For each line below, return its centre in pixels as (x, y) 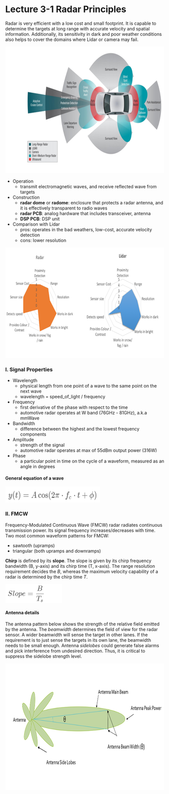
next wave (31, 391)
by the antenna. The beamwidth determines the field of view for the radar (81, 629)
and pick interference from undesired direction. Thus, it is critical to (75, 651)
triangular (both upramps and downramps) (57, 551)
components (33, 434)
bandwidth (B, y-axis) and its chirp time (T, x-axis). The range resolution (80, 566)
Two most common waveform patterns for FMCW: (57, 535)
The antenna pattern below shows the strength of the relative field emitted (82, 624)
